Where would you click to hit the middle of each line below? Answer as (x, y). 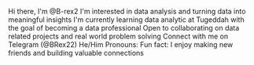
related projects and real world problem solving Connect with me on (118, 36)
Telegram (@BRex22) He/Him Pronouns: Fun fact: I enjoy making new (121, 45)
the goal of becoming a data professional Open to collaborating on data (124, 28)
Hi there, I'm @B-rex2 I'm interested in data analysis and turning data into (127, 11)
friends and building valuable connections (76, 53)
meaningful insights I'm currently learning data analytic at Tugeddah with (127, 20)
